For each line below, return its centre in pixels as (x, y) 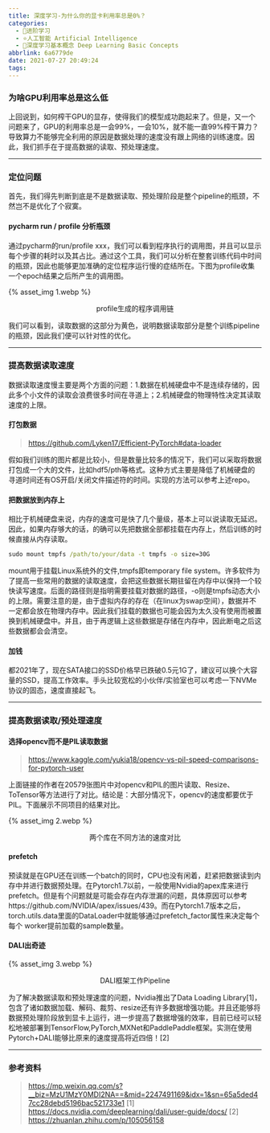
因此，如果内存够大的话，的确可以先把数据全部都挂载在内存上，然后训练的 (131, 529)
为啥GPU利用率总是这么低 (58, 97)
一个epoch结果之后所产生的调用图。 (68, 276)
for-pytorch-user (56, 768)
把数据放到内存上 (37, 500)
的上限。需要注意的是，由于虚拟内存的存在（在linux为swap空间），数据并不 (133, 601)
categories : (28, 23)
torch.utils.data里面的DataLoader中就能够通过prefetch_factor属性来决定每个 (134, 915)
